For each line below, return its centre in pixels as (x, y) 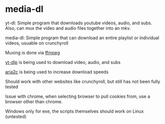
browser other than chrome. (34, 101)
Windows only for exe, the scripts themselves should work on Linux (75, 111)
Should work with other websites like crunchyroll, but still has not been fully (83, 81)
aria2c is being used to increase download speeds (57, 72)
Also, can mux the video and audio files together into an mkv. (68, 28)
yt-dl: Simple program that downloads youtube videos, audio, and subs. (79, 23)
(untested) (16, 116)
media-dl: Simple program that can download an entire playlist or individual (82, 38)
